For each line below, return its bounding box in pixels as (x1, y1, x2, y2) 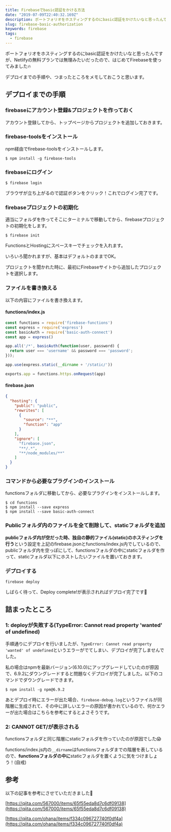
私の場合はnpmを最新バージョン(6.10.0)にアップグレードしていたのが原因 (5, 664, 159, 670)
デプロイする (5, 568, 37, 575)
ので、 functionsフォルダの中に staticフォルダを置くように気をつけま (5, 753, 149, 759)
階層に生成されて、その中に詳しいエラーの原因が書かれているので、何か (5, 703, 156, 709)
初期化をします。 (14, 223, 50, 229)
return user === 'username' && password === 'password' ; (10, 348, 133, 353)
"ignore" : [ (14, 436, 40, 441)
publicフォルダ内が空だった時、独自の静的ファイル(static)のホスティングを (5, 534, 164, 541)
